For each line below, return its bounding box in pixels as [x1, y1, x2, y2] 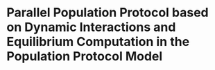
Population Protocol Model [6, 49, 163, 65]
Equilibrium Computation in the [6, 34, 190, 49]
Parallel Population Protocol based [6, 5, 209, 21]
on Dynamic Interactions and [6, 19, 176, 35]
